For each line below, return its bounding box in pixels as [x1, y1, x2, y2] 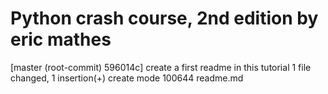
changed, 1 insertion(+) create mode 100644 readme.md [10, 72, 244, 84]
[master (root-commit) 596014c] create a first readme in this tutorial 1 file [10, 61, 312, 73]
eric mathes [10, 28, 112, 51]
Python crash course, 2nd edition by [10, 7, 319, 30]
